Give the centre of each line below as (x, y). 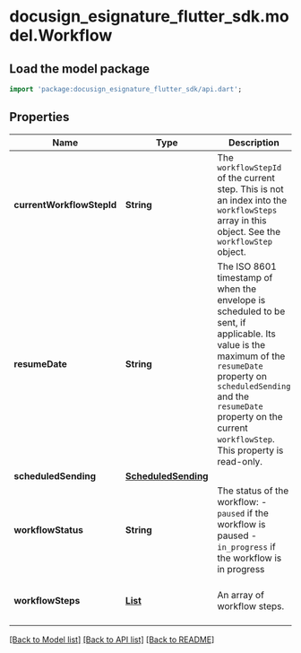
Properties (39, 117)
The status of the (253, 491)
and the (233, 396)
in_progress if (246, 546)
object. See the (249, 231)
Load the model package (80, 69)
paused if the (243, 513)
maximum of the (251, 356)
